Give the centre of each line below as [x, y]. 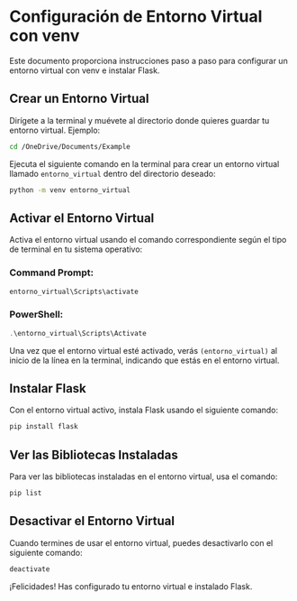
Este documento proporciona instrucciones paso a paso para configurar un [148, 60]
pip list [26, 494]
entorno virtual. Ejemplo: [55, 130]
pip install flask [44, 427]
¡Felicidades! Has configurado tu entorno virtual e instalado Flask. [131, 586]
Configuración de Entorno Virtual [136, 17]
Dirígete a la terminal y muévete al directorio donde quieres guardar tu [139, 120]
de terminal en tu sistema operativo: [76, 249]
